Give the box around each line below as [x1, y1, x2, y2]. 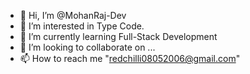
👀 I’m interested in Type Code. [19, 20, 145, 32]
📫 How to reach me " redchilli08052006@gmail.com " [19, 53, 241, 64]
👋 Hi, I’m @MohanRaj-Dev [19, 10, 127, 21]
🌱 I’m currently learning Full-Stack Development [19, 31, 218, 42]
